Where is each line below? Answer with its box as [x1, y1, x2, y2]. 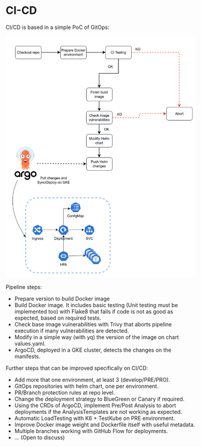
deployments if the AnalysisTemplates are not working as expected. [14, 408, 182, 416]
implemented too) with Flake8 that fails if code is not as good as [14, 308, 173, 315]
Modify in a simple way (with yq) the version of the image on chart [14, 334, 179, 341]
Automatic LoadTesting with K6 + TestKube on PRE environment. [14, 414, 175, 422]
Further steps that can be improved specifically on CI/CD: [5, 364, 149, 372]
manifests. [14, 353, 40, 360]
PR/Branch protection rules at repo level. [14, 389, 116, 396]
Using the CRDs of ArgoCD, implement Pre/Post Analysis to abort [14, 402, 176, 409]
